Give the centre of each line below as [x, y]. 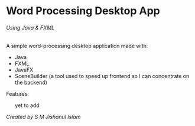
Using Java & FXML [30, 27]
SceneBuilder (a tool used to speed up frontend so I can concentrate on [102, 76]
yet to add [27, 105]
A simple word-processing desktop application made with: [77, 46]
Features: [18, 94]
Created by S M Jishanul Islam [43, 117]
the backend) [31, 83]
